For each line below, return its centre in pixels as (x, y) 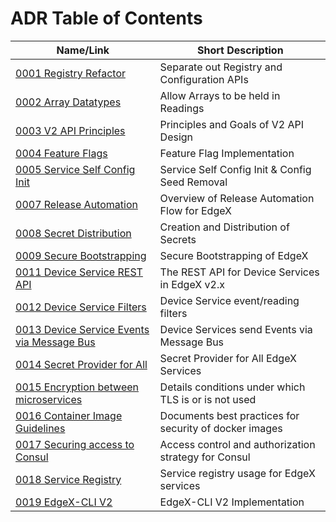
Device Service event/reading (229, 300)
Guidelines (40, 428)
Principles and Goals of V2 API (231, 124)
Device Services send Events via (236, 329)
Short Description (240, 50)
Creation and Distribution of (224, 227)
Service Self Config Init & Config (235, 169)
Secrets (178, 239)
